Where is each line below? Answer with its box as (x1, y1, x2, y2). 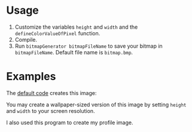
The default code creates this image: (6, 89, 97, 96)
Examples (6, 70, 56, 84)
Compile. (14, 36, 38, 43)
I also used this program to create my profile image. (6, 119, 133, 126)
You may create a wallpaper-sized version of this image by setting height (6, 101, 187, 108)
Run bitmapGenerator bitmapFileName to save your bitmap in (14, 42, 163, 50)
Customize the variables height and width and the (14, 23, 138, 30)
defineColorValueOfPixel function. (14, 29, 100, 36)
